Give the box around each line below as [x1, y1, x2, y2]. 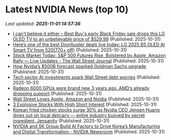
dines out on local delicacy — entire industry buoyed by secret [12, 112, 145, 118]
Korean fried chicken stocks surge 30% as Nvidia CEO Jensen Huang [12, 107, 160, 113]
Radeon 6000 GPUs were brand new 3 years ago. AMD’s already [12, 85, 149, 91]
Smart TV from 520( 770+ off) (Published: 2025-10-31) [12, 47, 127, 53]
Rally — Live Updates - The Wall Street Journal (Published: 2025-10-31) [12, 57, 164, 64]
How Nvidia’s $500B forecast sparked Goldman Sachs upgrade [12, 63, 146, 69]
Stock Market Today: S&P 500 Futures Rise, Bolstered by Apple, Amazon [12, 52, 166, 58]
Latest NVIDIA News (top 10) [5, 4, 129, 15]
